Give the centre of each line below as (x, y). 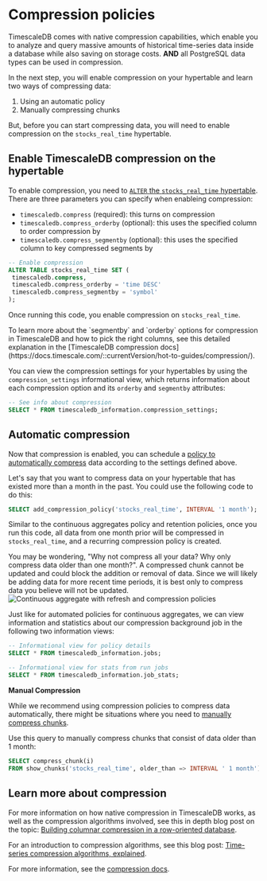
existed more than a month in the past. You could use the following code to (131, 486)
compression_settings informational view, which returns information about (129, 379)
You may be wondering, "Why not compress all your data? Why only (120, 557)
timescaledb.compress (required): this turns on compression (117, 214)
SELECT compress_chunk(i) (51, 761)
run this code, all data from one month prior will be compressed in (116, 533)
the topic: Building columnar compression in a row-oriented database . (122, 829)
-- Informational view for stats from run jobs (89, 668)
